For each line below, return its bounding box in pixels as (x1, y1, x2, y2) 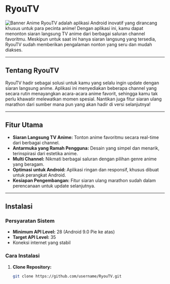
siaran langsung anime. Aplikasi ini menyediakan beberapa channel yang (5, 85, 157, 91)
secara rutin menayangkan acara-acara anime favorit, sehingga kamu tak (5, 90, 158, 96)
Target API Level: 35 (12, 234, 56, 240)
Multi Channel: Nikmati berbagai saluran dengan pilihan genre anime (12, 156, 157, 162)
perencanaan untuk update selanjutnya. (12, 183, 96, 189)
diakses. (5, 47, 23, 53)
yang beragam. (12, 161, 45, 167)
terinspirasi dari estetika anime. (12, 150, 78, 156)
